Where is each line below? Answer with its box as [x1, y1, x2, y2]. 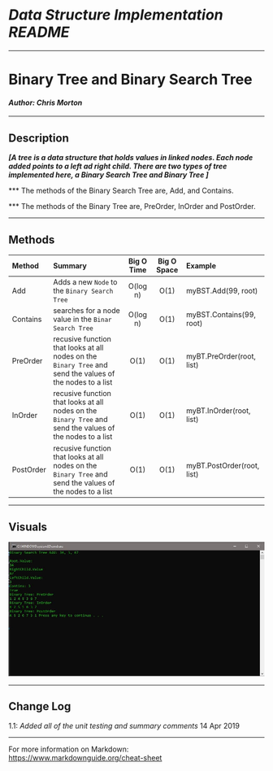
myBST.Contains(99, [186, 310, 256, 320]
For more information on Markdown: [8, 744, 129, 754]
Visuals [8, 520, 47, 534]
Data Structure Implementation [8, 6, 223, 24]
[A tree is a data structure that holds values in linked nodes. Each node [8, 153, 253, 163]
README [8, 23, 70, 41]
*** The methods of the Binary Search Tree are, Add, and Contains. [8, 185, 234, 196]
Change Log [8, 699, 71, 713]
